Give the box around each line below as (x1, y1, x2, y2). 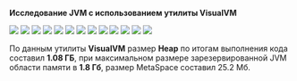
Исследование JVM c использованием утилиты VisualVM (9, 8, 237, 18)
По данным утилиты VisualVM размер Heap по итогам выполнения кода (9, 44, 288, 53)
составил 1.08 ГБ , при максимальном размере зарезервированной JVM (9, 53, 287, 63)
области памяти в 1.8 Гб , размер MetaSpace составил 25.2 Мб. (9, 62, 250, 72)
